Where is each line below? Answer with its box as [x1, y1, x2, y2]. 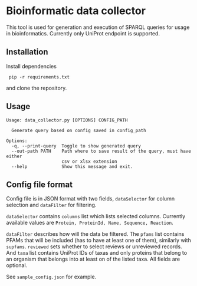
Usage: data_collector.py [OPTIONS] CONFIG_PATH [6, 117, 128, 123]
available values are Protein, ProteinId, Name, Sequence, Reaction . [6, 219, 173, 226]
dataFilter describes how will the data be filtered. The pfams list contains [6, 231, 185, 238]
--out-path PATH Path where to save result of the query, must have [11, 148, 192, 154]
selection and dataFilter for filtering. [6, 202, 97, 209]
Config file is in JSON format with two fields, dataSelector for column [6, 195, 175, 202]
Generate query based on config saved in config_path [11, 127, 146, 133]
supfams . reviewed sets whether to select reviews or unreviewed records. [6, 243, 182, 250]
